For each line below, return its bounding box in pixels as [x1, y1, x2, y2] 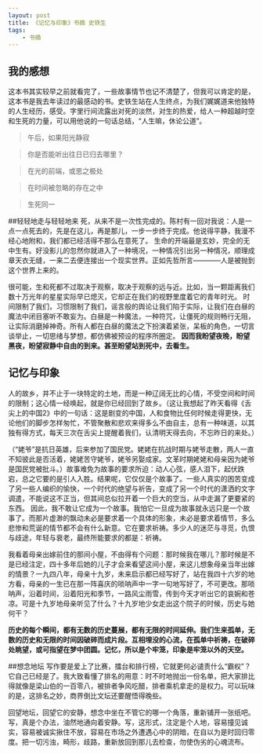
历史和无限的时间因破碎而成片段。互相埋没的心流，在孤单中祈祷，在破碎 [21, 635, 255, 644]
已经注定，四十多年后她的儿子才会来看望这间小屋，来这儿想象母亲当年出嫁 [14, 559, 255, 569]
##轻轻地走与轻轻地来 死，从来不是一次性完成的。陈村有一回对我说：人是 [8, 217, 245, 226]
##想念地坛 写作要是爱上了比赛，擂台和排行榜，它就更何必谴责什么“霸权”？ [8, 661, 251, 671]
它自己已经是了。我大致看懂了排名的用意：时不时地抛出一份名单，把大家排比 [8, 671, 255, 680]
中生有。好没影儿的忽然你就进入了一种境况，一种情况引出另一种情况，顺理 [8, 246, 248, 255]
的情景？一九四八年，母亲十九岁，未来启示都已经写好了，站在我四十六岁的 [8, 569, 248, 578]
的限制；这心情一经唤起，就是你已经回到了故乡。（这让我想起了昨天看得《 [8, 398, 245, 408]
